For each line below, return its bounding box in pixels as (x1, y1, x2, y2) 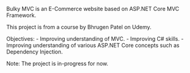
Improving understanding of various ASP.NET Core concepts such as (6, 42, 180, 49)
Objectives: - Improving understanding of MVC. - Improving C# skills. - (6, 35, 184, 42)
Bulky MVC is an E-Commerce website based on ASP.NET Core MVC (6, 5, 180, 12)
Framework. (6, 12, 37, 19)
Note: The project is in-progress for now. (6, 60, 108, 67)
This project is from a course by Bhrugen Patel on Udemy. (6, 24, 152, 30)
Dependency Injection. (6, 48, 63, 55)
